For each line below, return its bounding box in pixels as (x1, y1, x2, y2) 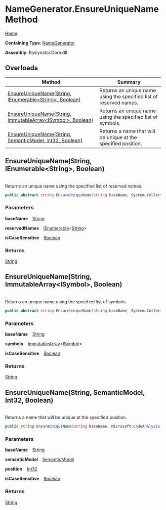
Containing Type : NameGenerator (5, 40, 75, 46)
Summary (117, 78, 141, 85)
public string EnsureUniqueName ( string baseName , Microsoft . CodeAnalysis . (5, 424, 163, 429)
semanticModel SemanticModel (5, 457, 75, 463)
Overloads (5, 64, 38, 72)
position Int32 (5, 466, 38, 472)
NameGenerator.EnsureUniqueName (5, 3, 159, 15)
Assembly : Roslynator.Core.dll (5, 49, 68, 55)
